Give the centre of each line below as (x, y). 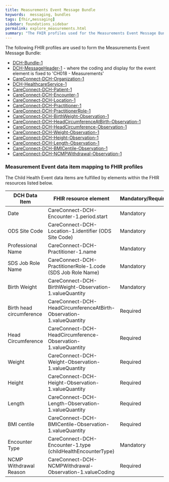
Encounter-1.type (69, 445)
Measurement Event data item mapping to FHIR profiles (74, 167)
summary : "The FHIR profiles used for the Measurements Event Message (81, 33)
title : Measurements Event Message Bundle (50, 10)
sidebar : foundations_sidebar (37, 24)
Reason (17, 472)
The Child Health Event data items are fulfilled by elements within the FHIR (82, 178)
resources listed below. (29, 183)
